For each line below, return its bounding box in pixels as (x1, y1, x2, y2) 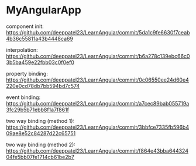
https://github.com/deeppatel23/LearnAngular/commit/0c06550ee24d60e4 (6, 76, 189, 83)
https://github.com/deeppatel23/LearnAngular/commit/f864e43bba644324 (6, 147, 189, 154)
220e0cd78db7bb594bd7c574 (6, 82, 80, 89)
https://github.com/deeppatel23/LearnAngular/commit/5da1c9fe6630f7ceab (6, 29, 190, 36)
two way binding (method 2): (6, 141, 76, 148)
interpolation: (6, 46, 38, 53)
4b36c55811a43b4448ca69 (6, 35, 73, 42)
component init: (6, 23, 44, 30)
